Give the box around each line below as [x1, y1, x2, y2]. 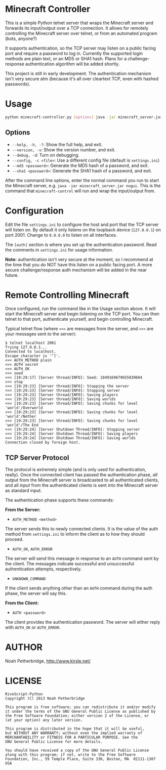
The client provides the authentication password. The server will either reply [5, 619, 161, 625]
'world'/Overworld [5, 405, 43, 411]
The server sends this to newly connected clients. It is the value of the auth [5, 526, 158, 532]
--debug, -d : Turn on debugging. [12, 152, 80, 158]
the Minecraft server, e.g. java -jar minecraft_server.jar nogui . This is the [5, 182, 161, 188]
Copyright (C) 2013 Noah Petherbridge [5, 696, 85, 701]
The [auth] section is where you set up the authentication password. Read [5, 241, 157, 248]
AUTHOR [5, 642, 43, 653]
